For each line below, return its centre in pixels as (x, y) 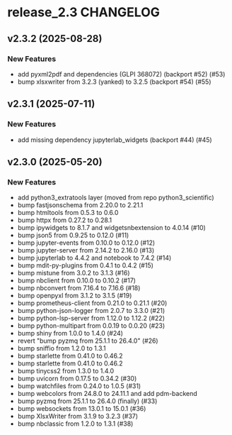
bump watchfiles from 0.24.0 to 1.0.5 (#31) (79, 386)
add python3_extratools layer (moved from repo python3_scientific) (116, 198)
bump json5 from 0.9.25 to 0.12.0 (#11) (73, 236)
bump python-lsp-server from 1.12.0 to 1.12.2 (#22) (91, 318)
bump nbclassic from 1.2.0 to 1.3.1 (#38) (75, 424)
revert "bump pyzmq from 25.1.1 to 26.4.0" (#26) (88, 341)
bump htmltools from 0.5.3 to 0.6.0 (68, 213)
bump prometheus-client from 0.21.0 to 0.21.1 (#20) (92, 303)
